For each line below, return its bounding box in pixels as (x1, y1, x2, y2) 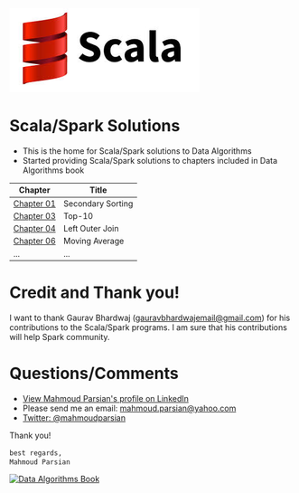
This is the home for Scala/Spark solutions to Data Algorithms (22, 145, 252, 156)
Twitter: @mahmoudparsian (22, 412, 126, 423)
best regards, (9, 449, 63, 458)
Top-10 (62, 210, 93, 221)
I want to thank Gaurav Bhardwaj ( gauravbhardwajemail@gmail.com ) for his (9, 312, 291, 324)
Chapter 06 (13, 235, 56, 247)
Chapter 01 (13, 198, 56, 209)
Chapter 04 (13, 223, 56, 234)
